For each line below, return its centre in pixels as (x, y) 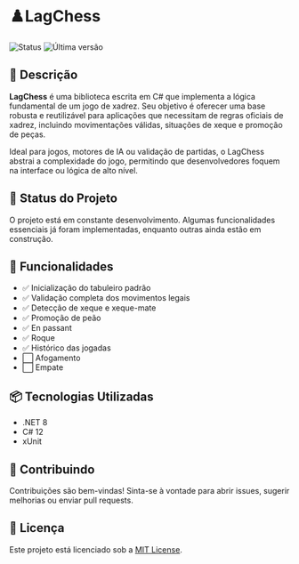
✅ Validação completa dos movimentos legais (106, 298)
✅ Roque (38, 338)
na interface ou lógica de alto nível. (73, 170)
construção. (31, 238)
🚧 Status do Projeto (64, 199)
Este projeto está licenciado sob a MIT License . (96, 549)
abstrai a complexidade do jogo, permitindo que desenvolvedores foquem (145, 161)
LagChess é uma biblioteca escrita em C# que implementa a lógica (133, 96)
